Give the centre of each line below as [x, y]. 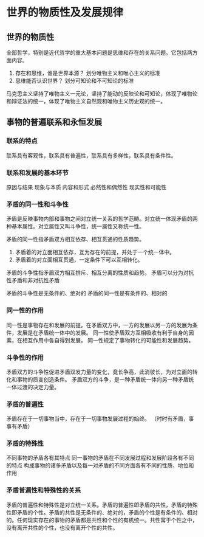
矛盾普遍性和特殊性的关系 [44, 490]
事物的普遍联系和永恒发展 [54, 122]
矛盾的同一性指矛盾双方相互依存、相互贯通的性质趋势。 [75, 239]
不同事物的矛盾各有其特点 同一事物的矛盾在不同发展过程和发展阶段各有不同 [100, 458]
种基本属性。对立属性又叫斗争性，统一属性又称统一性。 [75, 226]
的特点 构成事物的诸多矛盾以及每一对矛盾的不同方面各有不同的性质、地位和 [100, 465]
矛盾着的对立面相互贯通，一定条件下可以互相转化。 [79, 260]
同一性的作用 [25, 311]
